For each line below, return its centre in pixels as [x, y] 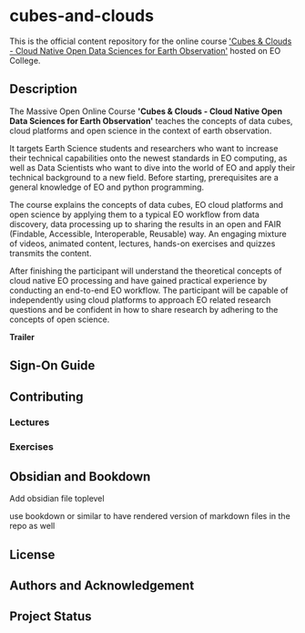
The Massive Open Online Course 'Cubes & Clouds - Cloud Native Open [146, 111]
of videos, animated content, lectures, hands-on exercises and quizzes [142, 244]
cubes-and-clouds [82, 16]
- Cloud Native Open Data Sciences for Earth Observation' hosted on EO [145, 50]
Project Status [51, 617]
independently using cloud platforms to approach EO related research [140, 300]
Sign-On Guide [52, 366]
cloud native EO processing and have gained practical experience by [138, 280]
